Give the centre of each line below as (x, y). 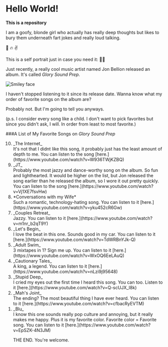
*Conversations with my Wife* (45, 197)
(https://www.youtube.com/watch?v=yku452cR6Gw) (67, 207)
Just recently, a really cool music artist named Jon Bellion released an (78, 69)
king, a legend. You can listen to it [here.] (60, 266)
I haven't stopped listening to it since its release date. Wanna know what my (84, 94)
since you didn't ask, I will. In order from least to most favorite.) (71, 124)
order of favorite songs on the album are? (49, 99)
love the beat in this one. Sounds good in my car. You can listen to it (86, 234)
